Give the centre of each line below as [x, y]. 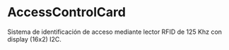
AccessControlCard [66, 12]
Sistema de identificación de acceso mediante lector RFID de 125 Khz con [115, 32]
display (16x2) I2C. [35, 39]
